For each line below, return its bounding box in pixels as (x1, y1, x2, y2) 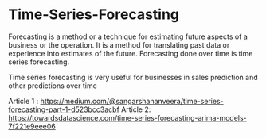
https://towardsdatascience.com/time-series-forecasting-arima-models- (8, 113, 247, 122)
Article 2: (120, 105, 151, 114)
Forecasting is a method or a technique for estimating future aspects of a (8, 32, 248, 41)
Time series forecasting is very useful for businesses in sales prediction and (8, 72, 258, 82)
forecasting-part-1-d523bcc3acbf (8, 105, 119, 114)
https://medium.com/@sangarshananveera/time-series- (40, 96, 225, 105)
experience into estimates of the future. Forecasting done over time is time (8, 48, 253, 58)
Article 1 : (8, 96, 39, 105)
